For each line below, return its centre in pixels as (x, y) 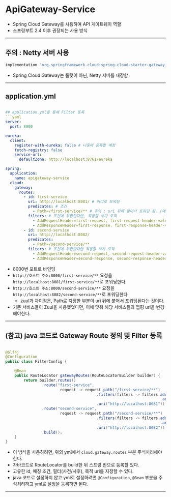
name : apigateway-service (42, 178)
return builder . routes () (50, 380)
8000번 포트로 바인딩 (34, 269)
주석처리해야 (150, 452)
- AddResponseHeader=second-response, (74, 258)
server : (13, 122)
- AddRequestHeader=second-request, (71, 254)
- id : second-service (47, 230)
